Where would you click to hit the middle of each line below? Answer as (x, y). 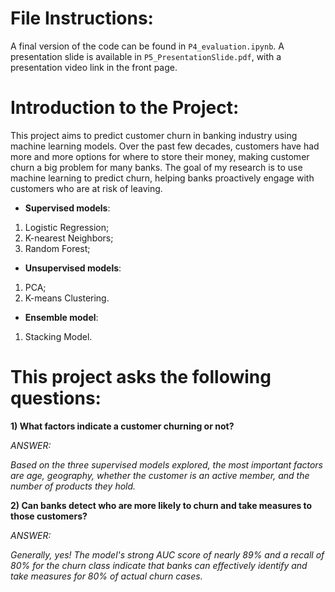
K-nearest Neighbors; (69, 238)
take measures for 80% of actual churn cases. (106, 576)
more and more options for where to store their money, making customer (160, 156)
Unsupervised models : (73, 268)
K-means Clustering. (67, 298)
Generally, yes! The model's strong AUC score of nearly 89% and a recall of (167, 554)
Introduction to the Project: (125, 108)
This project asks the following (141, 377)
